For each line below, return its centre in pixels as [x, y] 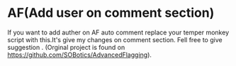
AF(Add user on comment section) [111, 13]
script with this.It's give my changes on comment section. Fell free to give [115, 39]
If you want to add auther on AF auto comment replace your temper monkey [118, 32]
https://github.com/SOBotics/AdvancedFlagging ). [80, 55]
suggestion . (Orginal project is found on [66, 47]
